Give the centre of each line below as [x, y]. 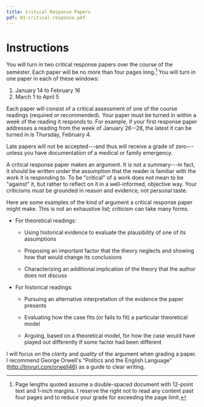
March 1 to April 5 [37, 97]
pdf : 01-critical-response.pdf [46, 18]
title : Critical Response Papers [49, 12]
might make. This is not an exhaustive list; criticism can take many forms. [98, 209]
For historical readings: [44, 288]
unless [15, 153]
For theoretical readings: [46, 221]
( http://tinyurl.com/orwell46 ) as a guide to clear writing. [76, 367]
